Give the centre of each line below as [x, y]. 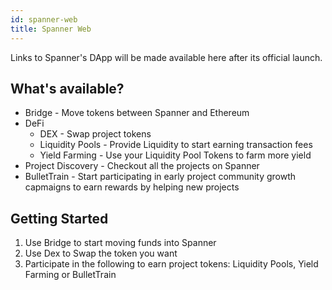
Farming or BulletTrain [70, 275]
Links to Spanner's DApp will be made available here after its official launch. [166, 57]
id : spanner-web [44, 19]
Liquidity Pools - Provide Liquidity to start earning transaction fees [176, 145]
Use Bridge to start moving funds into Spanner [120, 243]
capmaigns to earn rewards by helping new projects [132, 187]
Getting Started [59, 218]
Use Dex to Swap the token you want [101, 253]
